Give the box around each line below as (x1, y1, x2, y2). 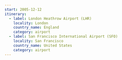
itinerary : (4, 12, 27, 16)
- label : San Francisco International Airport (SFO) (9, 34, 118, 39)
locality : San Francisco (13, 39, 64, 44)
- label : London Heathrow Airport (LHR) (9, 16, 92, 21)
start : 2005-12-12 (4, 7, 42, 12)
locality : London (13, 20, 49, 26)
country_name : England (13, 25, 59, 30)
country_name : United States (13, 43, 72, 48)
